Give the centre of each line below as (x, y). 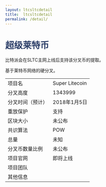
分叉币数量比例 (25, 149)
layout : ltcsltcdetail (29, 10)
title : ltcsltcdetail (29, 14)
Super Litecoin (70, 83)
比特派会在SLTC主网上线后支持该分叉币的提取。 (54, 60)
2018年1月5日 (70, 102)
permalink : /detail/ (27, 19)
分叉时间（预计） (28, 102)
